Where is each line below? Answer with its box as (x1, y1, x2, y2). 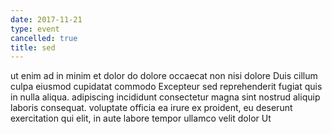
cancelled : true (10, 33, 78, 43)
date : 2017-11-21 (10, 14, 83, 25)
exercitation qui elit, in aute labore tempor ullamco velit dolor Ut (10, 112, 272, 125)
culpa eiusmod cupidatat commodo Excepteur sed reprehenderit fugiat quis (10, 81, 323, 93)
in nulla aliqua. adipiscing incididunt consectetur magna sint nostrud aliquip (10, 91, 321, 103)
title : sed (10, 42, 56, 53)
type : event (10, 24, 60, 34)
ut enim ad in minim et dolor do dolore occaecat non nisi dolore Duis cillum (10, 70, 318, 82)
